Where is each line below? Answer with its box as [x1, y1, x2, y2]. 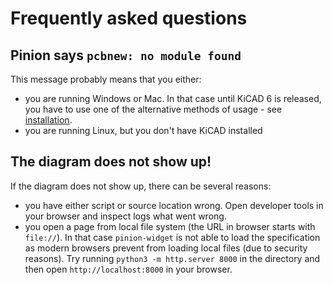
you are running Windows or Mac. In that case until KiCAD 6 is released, [24, 93, 322, 104]
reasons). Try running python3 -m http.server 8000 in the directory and [24, 252, 321, 264]
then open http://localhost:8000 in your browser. [24, 263, 233, 275]
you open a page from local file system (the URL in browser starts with [24, 220, 316, 232]
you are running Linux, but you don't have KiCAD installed [24, 125, 263, 136]
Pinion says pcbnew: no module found [10, 47, 242, 64]
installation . [24, 114, 73, 126]
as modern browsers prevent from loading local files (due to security [24, 242, 308, 254]
